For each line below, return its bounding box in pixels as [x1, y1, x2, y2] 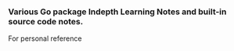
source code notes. [8, 16, 84, 27]
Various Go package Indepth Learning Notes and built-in [8, 6, 227, 17]
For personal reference [8, 34, 82, 43]
